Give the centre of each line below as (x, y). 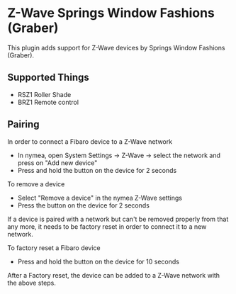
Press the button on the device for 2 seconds (84, 205)
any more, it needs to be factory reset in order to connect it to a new (107, 226)
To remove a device (36, 184)
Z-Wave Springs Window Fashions (111, 13)
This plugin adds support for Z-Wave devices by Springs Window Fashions (116, 47)
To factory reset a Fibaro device (54, 248)
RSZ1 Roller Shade (44, 94)
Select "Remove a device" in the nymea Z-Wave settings (100, 198)
